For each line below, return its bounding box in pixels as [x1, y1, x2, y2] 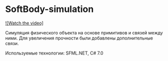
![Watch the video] [5, 20, 44, 26]
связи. [5, 40, 19, 46]
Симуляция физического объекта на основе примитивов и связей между [5, 29, 163, 35]
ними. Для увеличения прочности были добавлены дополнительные [5, 35, 153, 41]
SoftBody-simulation [5, 3, 94, 15]
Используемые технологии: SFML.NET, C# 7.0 [5, 50, 104, 56]
